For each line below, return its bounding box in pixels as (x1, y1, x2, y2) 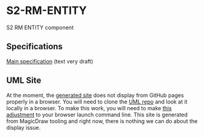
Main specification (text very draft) (6, 57, 93, 65)
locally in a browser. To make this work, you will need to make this (6, 104, 172, 111)
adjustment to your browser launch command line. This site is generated (6, 111, 188, 118)
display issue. (6, 124, 41, 131)
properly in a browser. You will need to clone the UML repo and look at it (6, 98, 188, 105)
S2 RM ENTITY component (6, 24, 74, 31)
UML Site (6, 76, 41, 86)
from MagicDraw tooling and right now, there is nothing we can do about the (6, 117, 198, 125)
